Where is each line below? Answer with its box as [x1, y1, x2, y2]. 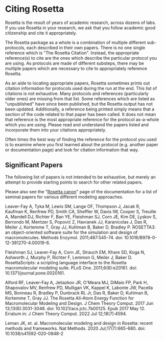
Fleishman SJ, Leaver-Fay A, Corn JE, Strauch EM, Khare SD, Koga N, [5, 249, 145, 255]
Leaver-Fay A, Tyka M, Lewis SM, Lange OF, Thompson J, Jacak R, [5, 203, 141, 209]
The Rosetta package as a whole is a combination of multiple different [5, 39, 146, 45]
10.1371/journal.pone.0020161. [5, 270, 65, 276]
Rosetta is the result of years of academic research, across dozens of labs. [5, 20, 156, 25]
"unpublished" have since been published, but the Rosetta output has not [5, 101, 153, 107]
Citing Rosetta [5, 3, 65, 15]
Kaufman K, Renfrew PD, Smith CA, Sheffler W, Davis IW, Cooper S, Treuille [5, 208, 157, 214]
